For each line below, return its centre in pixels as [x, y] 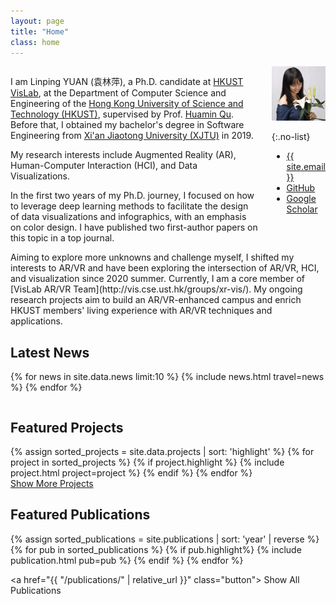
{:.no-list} [291, 136]
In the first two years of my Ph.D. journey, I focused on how [132, 196]
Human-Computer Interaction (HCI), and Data [104, 166]
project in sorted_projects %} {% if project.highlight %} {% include [147, 462]
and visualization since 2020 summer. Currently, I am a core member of [157, 279]
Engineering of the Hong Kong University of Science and [127, 104]
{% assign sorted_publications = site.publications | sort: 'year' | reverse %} [165, 539]
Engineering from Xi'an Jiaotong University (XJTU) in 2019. [132, 136]
